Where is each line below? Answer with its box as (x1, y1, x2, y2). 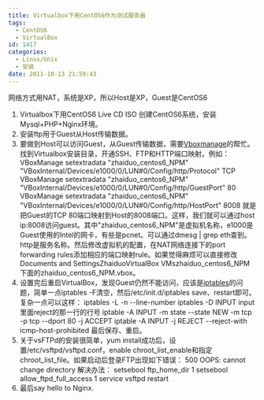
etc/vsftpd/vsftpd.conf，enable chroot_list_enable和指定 (28, 345, 213, 354)
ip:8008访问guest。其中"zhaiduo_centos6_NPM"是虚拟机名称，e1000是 (19, 220, 254, 229)
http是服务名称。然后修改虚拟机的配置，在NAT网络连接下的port (19, 239, 226, 249)
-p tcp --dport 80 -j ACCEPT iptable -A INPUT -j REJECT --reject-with (19, 316, 247, 325)
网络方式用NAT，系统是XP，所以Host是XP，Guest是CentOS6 (8, 92, 208, 102)
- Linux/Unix (15, 56, 58, 64)
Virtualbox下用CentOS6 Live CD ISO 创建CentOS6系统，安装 (19, 109, 217, 119)
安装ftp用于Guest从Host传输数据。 (19, 129, 132, 139)
